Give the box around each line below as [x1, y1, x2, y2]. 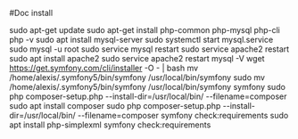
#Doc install [9, 8, 54, 18]
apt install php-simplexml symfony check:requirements [9, 119, 211, 130]
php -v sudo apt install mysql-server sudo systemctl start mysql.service [9, 35, 274, 45]
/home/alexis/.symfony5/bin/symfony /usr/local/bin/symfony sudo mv [9, 72, 266, 83]
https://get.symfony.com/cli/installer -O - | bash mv [9, 62, 199, 73]
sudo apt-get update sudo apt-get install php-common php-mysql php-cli [9, 25, 281, 35]
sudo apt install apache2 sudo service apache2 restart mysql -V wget [9, 53, 265, 63]
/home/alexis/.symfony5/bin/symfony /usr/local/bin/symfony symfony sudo [9, 82, 286, 92]
